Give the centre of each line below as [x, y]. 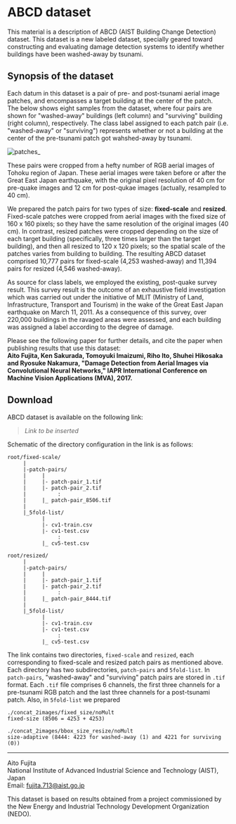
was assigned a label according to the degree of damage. [91, 327]
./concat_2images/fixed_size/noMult [61, 712]
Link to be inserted [52, 430]
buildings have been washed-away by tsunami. [76, 54]
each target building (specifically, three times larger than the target [104, 238]
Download [30, 400]
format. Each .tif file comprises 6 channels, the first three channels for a [114, 684]
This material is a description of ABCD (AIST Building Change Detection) [112, 32]
